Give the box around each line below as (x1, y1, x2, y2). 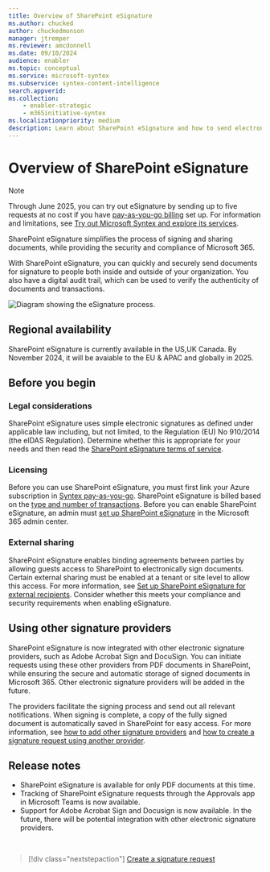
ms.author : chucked (8, 19, 74, 27)
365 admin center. (8, 517, 69, 526)
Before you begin (8, 376, 96, 389)
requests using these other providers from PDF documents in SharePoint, (8, 660, 251, 670)
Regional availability (8, 323, 112, 337)
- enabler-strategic (22, 102, 92, 110)
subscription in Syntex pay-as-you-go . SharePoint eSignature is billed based (8, 491, 261, 500)
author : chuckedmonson (8, 27, 84, 35)
